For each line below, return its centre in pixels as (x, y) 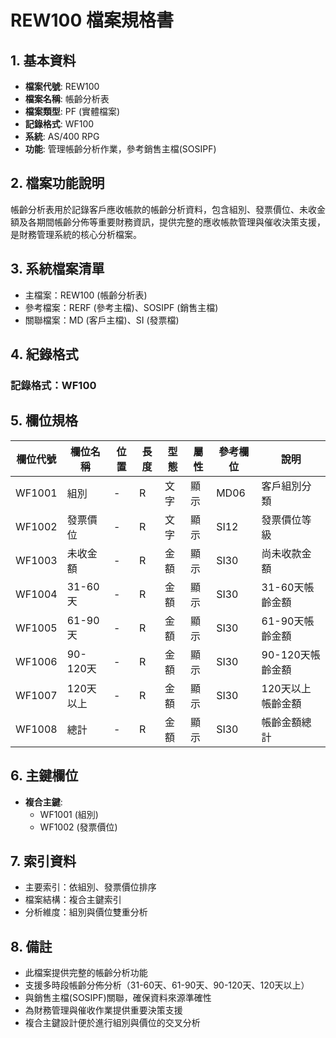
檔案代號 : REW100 (62, 86)
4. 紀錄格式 (44, 354)
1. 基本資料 (43, 60)
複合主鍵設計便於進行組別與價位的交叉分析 (112, 1023)
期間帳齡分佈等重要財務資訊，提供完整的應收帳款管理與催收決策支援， (181, 222)
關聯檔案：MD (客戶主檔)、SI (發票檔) (102, 320)
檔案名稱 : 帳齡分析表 (67, 99)
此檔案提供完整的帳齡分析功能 (86, 973)
